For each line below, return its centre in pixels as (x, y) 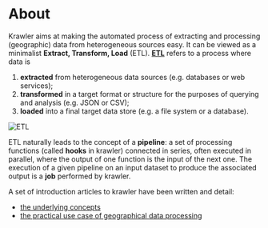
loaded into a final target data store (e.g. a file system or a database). (134, 111)
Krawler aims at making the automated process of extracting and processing (134, 36)
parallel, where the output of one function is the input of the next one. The (130, 159)
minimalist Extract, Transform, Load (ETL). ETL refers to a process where (130, 53)
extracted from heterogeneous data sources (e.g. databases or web (132, 77)
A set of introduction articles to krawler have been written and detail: (121, 191)
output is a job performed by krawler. (70, 176)
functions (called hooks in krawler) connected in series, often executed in (130, 150)
